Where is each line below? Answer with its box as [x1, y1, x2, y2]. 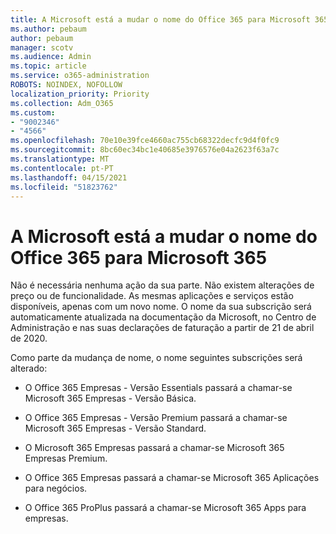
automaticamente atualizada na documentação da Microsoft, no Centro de [10, 311, 317, 323]
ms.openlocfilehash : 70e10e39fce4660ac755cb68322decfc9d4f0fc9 [10, 136, 280, 146]
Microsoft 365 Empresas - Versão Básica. [24, 392, 197, 405]
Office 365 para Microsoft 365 [10, 246, 268, 269]
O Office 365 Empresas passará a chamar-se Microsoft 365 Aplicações [24, 472, 320, 484]
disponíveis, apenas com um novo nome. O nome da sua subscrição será [10, 301, 312, 313]
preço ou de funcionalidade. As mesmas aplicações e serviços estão [10, 290, 294, 302]
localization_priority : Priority [10, 89, 150, 99]
